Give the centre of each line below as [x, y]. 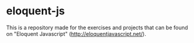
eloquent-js [36, 11]
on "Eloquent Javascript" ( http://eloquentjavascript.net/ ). [76, 33]
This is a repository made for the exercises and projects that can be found [97, 27]
